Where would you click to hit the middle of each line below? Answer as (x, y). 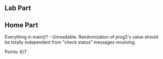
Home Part (21, 25)
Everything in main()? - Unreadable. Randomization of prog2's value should (82, 37)
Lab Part (18, 8)
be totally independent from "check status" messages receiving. (70, 42)
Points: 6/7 (16, 52)
